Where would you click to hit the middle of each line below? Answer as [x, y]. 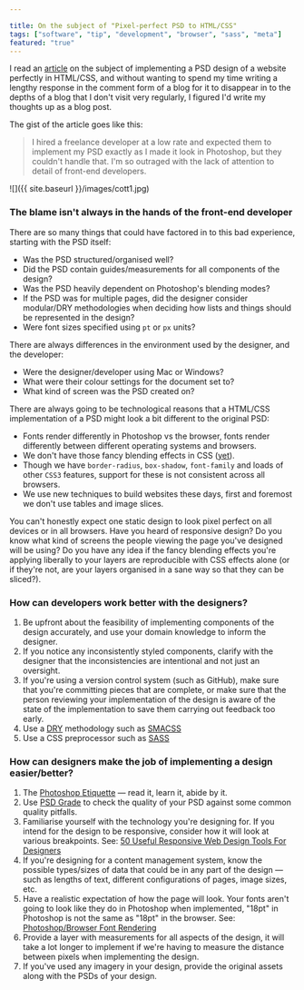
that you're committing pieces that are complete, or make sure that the [154, 689]
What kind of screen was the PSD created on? [108, 391]
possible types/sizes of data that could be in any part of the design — [153, 870]
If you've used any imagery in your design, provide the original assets [152, 966]
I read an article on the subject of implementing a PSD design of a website [148, 68]
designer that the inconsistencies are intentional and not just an [141, 660]
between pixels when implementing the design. [111, 957]
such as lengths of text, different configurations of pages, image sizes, [155, 880]
